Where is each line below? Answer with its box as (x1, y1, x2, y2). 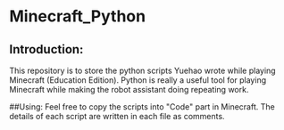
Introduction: (9, 42, 84, 57)
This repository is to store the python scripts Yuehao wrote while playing (9, 65, 276, 76)
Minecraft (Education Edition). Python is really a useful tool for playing (9, 75, 266, 85)
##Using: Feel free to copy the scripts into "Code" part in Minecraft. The (9, 102, 275, 112)
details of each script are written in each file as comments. (9, 111, 225, 121)
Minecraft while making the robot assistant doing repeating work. (9, 85, 249, 94)
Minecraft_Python (9, 6, 146, 27)
